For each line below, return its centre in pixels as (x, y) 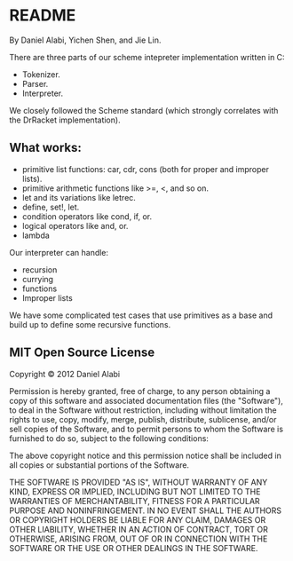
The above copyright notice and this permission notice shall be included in (145, 455)
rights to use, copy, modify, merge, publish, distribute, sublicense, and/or (143, 419)
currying (38, 279)
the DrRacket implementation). (65, 120)
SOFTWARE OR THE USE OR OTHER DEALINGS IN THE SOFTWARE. (134, 548)
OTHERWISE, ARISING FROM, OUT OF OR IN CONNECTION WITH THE (139, 539)
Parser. (35, 83)
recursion (40, 269)
